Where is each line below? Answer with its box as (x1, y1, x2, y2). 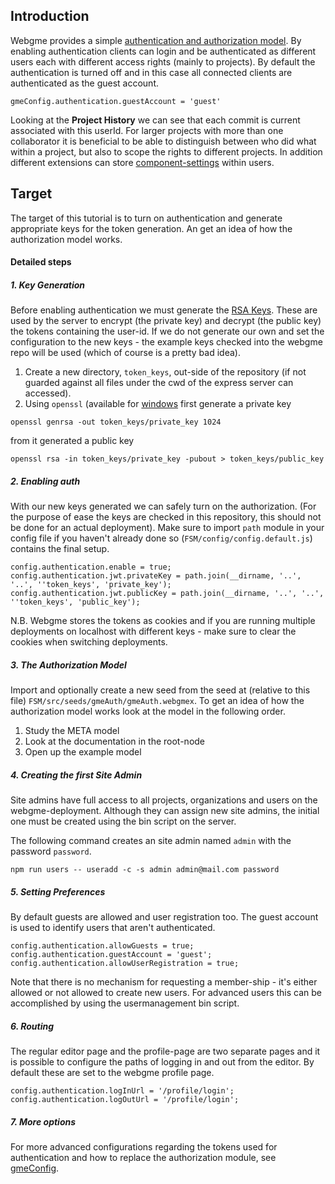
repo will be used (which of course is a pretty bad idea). (10, 347, 241, 359)
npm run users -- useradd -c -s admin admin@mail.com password (10, 865, 280, 875)
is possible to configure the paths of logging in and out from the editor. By (10, 1056, 315, 1068)
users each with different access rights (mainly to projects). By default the (10, 55, 316, 68)
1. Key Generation (10, 279, 86, 291)
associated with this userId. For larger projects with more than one (10, 124, 284, 136)
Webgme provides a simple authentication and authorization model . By (10, 34, 302, 46)
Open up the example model (24, 746, 142, 758)
